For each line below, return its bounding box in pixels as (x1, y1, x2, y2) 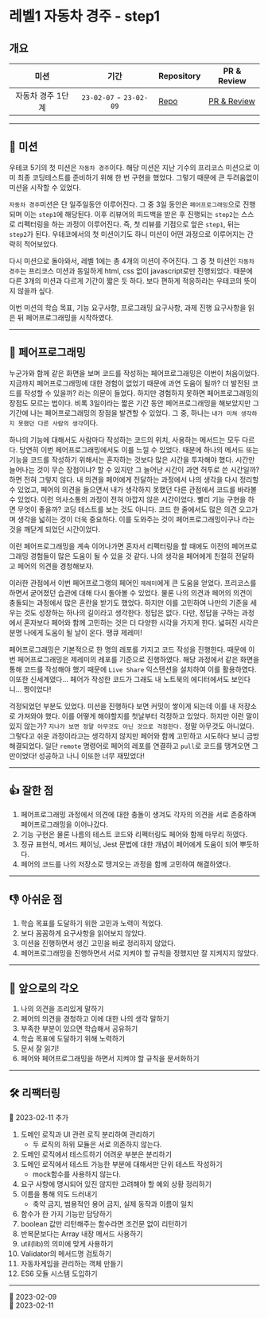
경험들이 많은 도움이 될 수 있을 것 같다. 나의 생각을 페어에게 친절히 (29, 551, 234, 560)
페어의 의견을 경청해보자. (17, 561, 95, 571)
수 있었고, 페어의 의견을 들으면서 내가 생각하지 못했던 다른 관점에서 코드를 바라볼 (9, 484, 258, 494)
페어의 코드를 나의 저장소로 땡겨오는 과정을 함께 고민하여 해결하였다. (20, 859, 231, 869)
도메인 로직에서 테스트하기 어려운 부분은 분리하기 (20, 1149, 172, 1159)
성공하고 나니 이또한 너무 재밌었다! (38, 750, 146, 760)
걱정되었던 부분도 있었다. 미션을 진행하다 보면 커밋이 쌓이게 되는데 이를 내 (9, 701, 236, 711)
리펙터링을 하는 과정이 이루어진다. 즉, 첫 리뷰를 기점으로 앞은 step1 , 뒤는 (17, 219, 241, 229)
